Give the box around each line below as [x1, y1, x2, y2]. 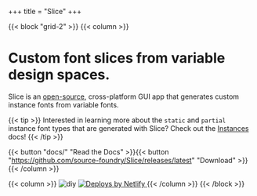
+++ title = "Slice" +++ [8, 7, 82, 16]
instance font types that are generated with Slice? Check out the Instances [8, 123, 249, 132]
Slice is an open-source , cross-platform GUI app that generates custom [8, 92, 240, 101]
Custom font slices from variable [8, 49, 226, 67]
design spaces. [8, 66, 110, 84]
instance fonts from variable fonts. [8, 100, 119, 109]
